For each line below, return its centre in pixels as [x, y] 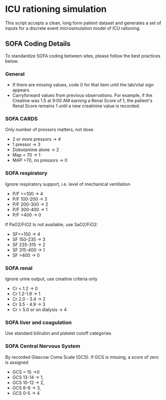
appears [21, 90]
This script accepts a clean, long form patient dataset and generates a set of [83, 23]
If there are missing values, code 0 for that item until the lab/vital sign [83, 85]
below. [12, 61]
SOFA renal [19, 268]
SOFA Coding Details [38, 44]
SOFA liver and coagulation [38, 322]
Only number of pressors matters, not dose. [50, 130]
